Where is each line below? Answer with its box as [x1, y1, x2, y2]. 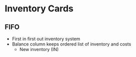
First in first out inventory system [12, 36, 81, 42]
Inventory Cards [5, 3, 74, 14]
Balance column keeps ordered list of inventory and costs [12, 41, 131, 47]
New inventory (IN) [19, 47, 59, 52]
